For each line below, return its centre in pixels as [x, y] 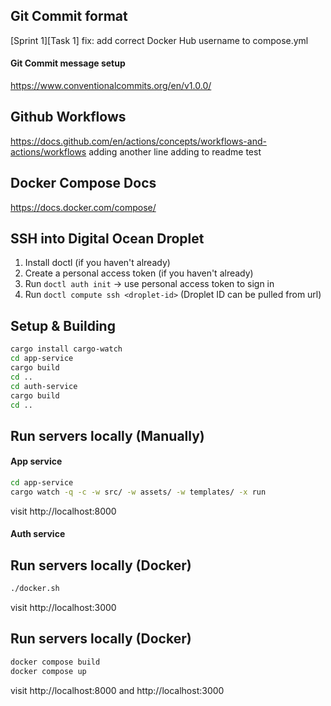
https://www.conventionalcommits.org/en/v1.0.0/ [111, 86]
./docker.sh [35, 589]
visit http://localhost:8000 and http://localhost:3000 [117, 690]
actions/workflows [48, 151]
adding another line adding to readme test [175, 151]
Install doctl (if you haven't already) [97, 263]
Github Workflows [68, 117]
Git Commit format [69, 16]
